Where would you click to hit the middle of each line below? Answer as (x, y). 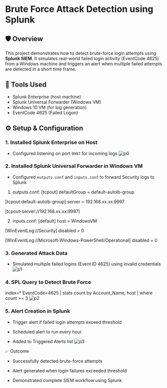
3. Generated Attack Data (36, 253)
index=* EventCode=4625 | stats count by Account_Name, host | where (79, 293)
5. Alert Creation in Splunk (38, 311)
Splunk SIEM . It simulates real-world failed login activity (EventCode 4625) (82, 59)
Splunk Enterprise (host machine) (47, 97)
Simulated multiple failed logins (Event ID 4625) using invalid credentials (86, 264)
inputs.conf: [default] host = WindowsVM (55, 221)
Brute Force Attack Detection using (79, 9)
